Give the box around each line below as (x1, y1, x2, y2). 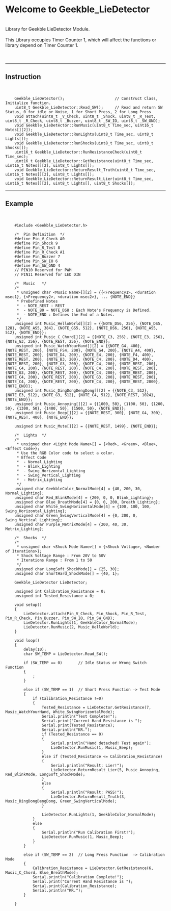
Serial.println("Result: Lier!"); (50, 763, 124, 768)
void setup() (14, 602, 42, 608)
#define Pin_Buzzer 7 (14, 254, 60, 259)
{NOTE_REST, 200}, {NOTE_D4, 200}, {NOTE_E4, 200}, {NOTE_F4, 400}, (5, 352, 154, 358)
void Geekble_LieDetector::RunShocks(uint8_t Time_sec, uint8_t (14, 140, 154, 146)
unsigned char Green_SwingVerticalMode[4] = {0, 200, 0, (14, 513, 138, 518)
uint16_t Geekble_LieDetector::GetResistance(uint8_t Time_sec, (14, 158, 154, 164)
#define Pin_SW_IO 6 (14, 259, 58, 264)
